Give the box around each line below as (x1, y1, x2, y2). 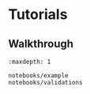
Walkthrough (8, 37, 73, 51)
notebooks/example (8, 72, 69, 80)
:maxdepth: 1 (8, 58, 51, 66)
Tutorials (8, 6, 68, 24)
